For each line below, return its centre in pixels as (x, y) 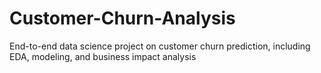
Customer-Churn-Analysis (122, 18)
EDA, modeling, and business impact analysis (103, 56)
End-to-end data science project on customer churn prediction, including (160, 46)
